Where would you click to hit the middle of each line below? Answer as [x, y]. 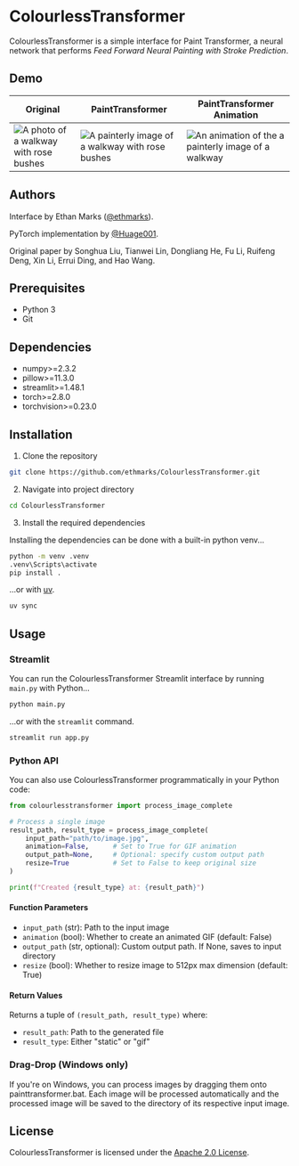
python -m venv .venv [49, 556]
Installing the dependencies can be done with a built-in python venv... [137, 540]
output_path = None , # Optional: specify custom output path [145, 855]
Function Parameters [49, 908]
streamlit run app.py [49, 738]
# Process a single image [57, 821]
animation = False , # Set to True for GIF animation [131, 847]
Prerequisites [47, 288]
